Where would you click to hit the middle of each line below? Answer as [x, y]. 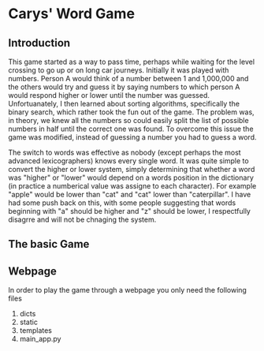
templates [36, 330]
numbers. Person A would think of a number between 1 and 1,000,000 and [128, 78]
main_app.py [40, 339]
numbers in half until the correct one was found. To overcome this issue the [131, 129]
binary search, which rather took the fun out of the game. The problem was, [131, 112]
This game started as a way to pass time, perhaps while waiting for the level [131, 62]
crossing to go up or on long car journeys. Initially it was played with [119, 70]
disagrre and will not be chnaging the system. [82, 219]
